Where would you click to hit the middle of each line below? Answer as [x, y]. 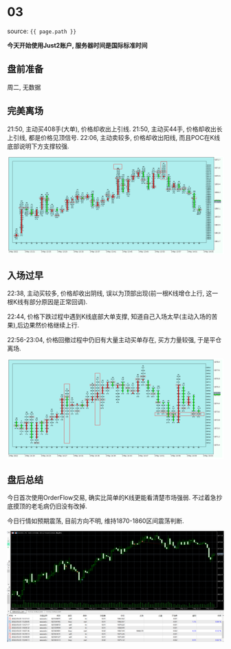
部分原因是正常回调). [58, 302]
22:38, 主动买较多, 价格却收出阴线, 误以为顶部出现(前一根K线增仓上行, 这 [110, 293]
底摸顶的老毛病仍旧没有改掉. [47, 506]
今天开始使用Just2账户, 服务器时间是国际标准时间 [77, 45]
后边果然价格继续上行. [48, 326]
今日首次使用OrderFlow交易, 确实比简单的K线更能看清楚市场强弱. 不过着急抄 [115, 498]
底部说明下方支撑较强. [38, 146]
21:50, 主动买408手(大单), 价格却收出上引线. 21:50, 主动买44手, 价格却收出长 [115, 129]
